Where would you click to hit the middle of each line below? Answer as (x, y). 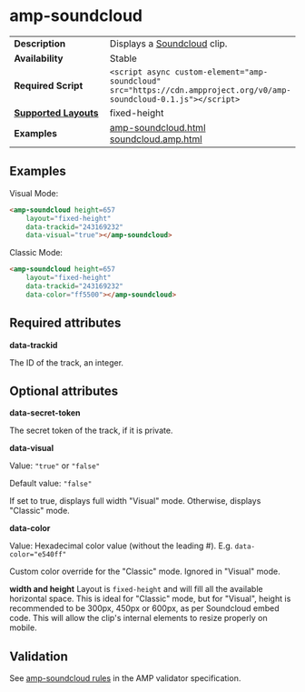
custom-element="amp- (221, 72)
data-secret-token (45, 413)
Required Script (49, 85)
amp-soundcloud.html (157, 127)
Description (40, 44)
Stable (123, 58)
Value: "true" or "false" (55, 466)
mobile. (24, 627)
